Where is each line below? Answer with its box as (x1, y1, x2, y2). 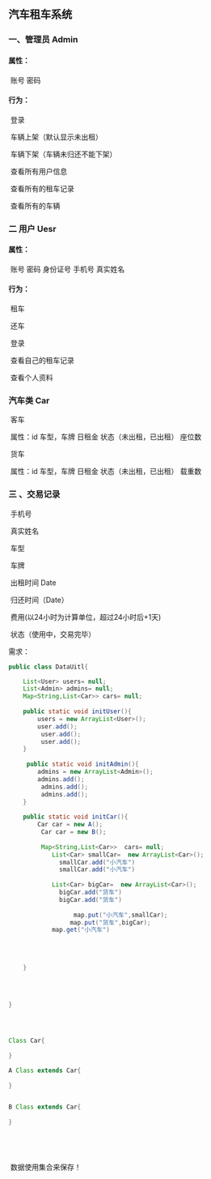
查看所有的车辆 (10, 201, 61, 211)
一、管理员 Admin (8, 34, 78, 45)
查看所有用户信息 (10, 166, 67, 176)
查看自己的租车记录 (10, 356, 74, 365)
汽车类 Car (8, 395, 50, 406)
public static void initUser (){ (23, 707, 132, 716)
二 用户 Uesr (8, 223, 57, 234)
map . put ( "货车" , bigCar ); (70, 918, 151, 926)
